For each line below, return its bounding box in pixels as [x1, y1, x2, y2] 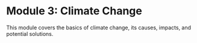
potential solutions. [6, 30, 54, 37]
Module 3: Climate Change [6, 4, 143, 18]
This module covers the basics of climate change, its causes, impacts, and [6, 24, 192, 31]
